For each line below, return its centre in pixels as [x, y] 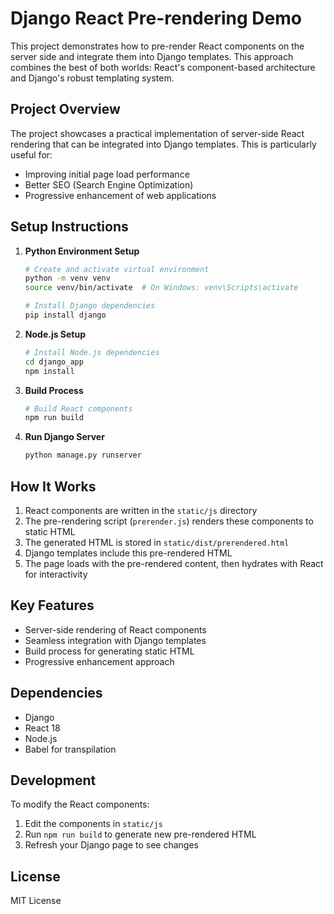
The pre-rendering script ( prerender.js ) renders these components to [169, 521]
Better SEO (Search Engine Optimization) [109, 184]
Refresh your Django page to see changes [112, 845]
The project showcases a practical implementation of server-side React [157, 133]
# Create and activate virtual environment [117, 269]
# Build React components [78, 408]
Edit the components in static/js [93, 824]
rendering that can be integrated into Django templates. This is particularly [163, 144]
